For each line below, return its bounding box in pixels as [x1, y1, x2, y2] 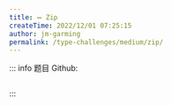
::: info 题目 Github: [9, 63, 79, 73]
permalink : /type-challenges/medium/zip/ [9, 37, 164, 47]
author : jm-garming [9, 29, 81, 38]
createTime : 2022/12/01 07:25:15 [9, 21, 132, 30]
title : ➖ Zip [9, 12, 58, 22]
